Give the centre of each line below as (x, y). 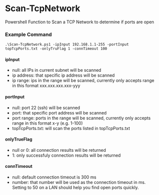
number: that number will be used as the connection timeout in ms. (79, 182)
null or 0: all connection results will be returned (59, 150)
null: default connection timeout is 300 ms (54, 177)
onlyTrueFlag (19, 139)
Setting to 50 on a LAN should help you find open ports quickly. (75, 188)
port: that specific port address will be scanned (59, 113)
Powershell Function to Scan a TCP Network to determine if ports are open (79, 22)
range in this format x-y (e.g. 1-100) (48, 123)
